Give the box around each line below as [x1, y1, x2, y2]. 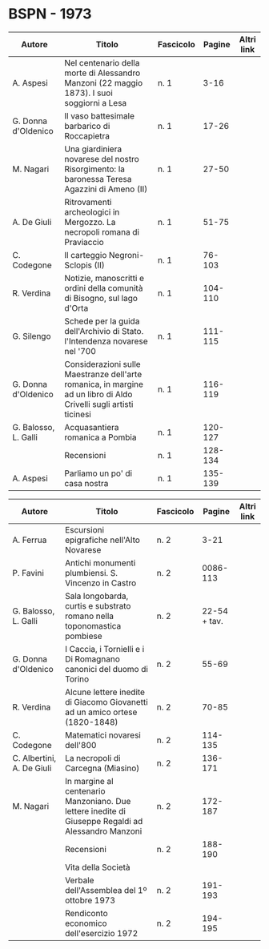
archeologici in [63, 206, 120, 217]
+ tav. [201, 615, 223, 626]
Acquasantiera [63, 421, 119, 432]
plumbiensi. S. [65, 567, 118, 578]
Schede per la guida [63, 316, 140, 327]
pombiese [65, 630, 102, 641]
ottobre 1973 [65, 895, 116, 906]
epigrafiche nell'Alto [65, 534, 140, 545]
